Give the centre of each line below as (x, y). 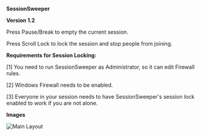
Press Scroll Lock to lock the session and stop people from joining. (89, 44)
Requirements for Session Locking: (51, 55)
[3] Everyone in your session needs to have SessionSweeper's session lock (100, 97)
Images (16, 115)
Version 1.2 (21, 20)
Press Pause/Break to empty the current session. (68, 32)
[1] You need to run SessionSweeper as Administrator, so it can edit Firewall (100, 67)
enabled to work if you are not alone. (52, 103)
